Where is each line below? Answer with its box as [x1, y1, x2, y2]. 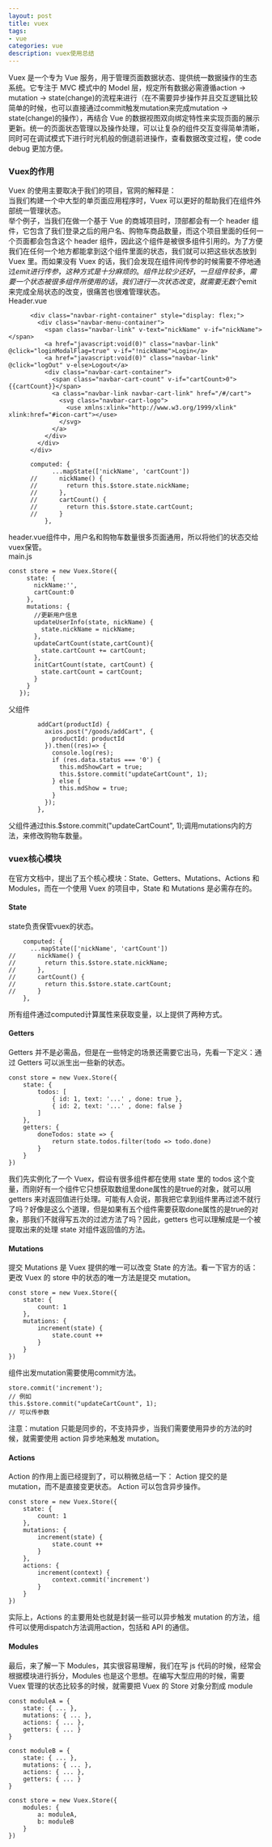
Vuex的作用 [8, 165, 55, 177]
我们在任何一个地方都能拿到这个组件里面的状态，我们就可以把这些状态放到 [8, 246, 257, 256]
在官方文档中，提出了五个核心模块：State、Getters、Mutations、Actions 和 [8, 873, 260, 883]
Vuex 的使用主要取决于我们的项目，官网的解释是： [8, 185, 176, 195]
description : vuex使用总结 [8, 49, 95, 57]
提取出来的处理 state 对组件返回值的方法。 [8, 1224, 150, 1234]
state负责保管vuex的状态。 [8, 921, 99, 931]
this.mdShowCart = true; [59, 763, 143, 772]
